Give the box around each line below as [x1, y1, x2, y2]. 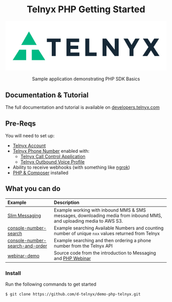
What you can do [5, 184, 60, 193]
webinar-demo [7, 252, 40, 259]
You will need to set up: [5, 132, 55, 138]
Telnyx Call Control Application [20, 153, 85, 159]
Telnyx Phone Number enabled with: [12, 148, 90, 154]
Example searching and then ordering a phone [53, 238, 152, 243]
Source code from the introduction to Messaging [53, 250, 156, 256]
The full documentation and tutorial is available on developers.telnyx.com [5, 104, 160, 110]
